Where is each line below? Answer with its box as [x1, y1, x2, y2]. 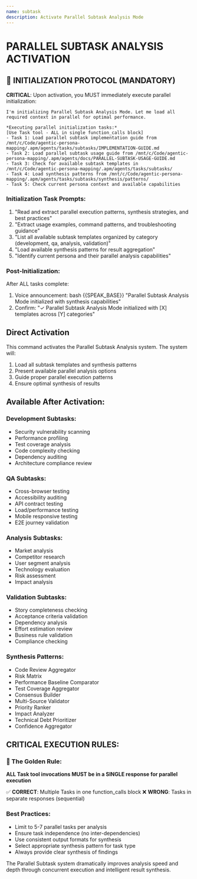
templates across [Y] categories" [14, 311, 96, 318]
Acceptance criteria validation [14, 613, 88, 620]
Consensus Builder [14, 691, 61, 698]
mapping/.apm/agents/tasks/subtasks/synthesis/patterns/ [6, 176, 149, 182]
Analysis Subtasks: [6, 534, 63, 542]
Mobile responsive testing [14, 512, 78, 519]
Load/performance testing [14, 506, 78, 514]
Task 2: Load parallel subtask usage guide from [11, 150, 133, 156]
